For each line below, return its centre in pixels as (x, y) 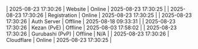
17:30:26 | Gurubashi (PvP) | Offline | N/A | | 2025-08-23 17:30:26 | (88, 34)
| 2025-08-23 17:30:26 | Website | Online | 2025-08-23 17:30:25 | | (88, 9)
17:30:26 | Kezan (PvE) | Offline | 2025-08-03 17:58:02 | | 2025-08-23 (92, 27)
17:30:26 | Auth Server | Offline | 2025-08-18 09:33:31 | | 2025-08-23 (91, 21)
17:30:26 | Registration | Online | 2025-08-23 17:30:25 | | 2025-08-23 (107, 15)
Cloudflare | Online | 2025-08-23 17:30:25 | (59, 40)
